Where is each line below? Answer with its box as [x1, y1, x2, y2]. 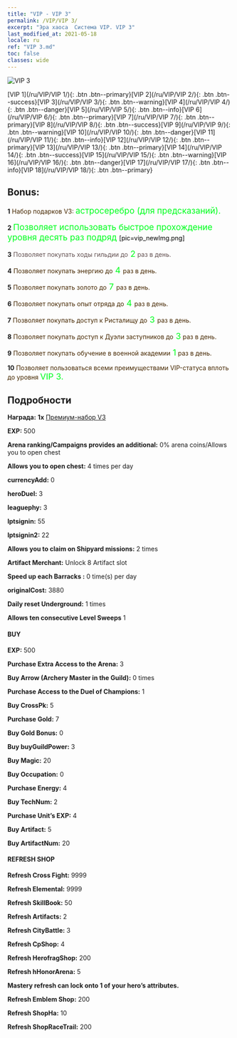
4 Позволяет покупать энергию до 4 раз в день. [7, 265, 157, 276]
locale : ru [7, 37, 40, 44]
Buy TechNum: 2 [7, 798, 58, 806]
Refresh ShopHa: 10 [7, 1008, 68, 1017]
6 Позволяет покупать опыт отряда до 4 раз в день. [7, 297, 169, 309]
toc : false [7, 51, 40, 58]
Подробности [7, 394, 72, 406]
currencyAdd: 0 [7, 476, 55, 484]
